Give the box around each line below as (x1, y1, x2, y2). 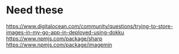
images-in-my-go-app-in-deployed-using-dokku (6, 28, 124, 35)
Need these (6, 3, 63, 17)
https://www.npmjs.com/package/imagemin (6, 41, 113, 48)
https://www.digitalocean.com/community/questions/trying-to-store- (6, 23, 173, 30)
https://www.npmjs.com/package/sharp (6, 35, 103, 42)
